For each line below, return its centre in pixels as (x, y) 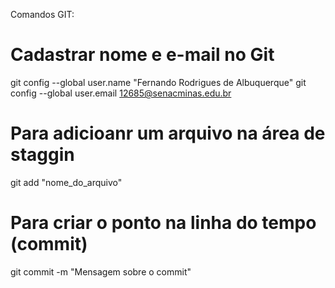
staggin (42, 155)
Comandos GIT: (42, 14)
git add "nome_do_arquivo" (66, 182)
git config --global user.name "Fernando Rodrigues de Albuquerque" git (158, 82)
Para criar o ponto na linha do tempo (163, 223)
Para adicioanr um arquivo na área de (168, 133)
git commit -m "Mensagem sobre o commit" (101, 271)
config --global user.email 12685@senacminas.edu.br (121, 93)
